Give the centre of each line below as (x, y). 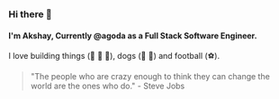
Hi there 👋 (31, 14)
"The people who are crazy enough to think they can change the (150, 77)
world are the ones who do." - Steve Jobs (108, 86)
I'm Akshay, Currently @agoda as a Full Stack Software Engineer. (133, 36)
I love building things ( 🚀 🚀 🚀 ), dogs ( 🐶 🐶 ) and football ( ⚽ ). (114, 56)
